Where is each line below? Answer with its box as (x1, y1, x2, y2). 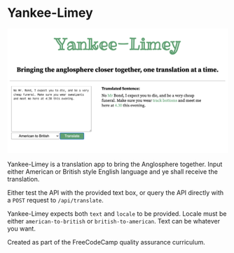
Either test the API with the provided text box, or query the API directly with (7, 188, 224, 197)
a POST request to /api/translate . (7, 196, 104, 204)
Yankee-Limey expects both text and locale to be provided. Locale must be (7, 209, 227, 218)
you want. (7, 224, 36, 233)
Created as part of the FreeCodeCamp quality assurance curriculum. (7, 238, 205, 246)
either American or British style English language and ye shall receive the (7, 167, 219, 176)
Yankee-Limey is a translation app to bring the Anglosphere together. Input (7, 160, 223, 168)
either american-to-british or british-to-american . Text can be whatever (7, 217, 221, 225)
